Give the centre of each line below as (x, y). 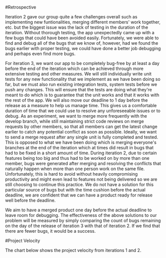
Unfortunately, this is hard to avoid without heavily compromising (71, 174)
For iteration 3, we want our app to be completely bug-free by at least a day (82, 63)
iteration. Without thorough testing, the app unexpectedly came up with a (80, 32)
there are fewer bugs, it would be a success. (51, 231)
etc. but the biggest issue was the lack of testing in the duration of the (77, 27)
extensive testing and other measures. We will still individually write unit (79, 74)
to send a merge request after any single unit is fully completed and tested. (82, 137)
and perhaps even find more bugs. (40, 54)
